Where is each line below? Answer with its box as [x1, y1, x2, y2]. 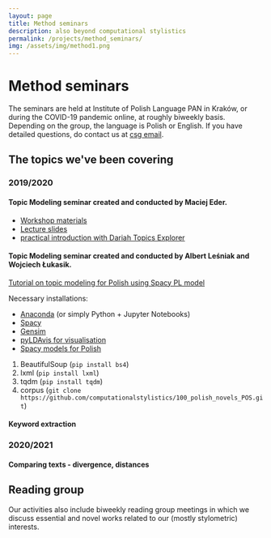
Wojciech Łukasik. [8, 260, 72, 270]
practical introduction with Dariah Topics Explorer [19, 233, 185, 242]
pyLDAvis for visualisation [19, 335, 107, 344]
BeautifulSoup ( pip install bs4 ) [19, 359, 129, 369]
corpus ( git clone [19, 385, 82, 395]
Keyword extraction [8, 419, 77, 429]
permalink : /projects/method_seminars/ [8, 34, 143, 43]
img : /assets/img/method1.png [8, 42, 111, 50]
